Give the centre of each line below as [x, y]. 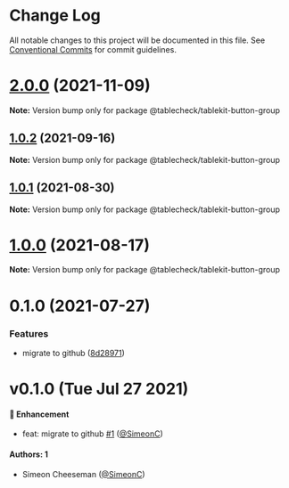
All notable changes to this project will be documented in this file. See [137, 40]
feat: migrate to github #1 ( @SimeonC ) [92, 434]
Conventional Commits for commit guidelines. [93, 49]
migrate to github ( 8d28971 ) [73, 353]
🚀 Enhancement [39, 414]
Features [29, 333]
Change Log [55, 16]
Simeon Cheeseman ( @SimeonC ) [83, 474]
